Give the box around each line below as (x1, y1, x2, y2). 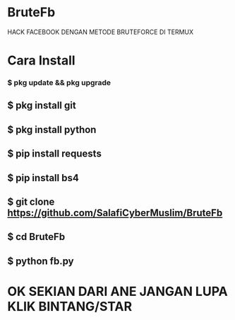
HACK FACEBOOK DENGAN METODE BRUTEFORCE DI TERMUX (7, 28, 194, 36)
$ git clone (7, 196, 55, 207)
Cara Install (7, 52, 76, 69)
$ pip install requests (7, 148, 102, 160)
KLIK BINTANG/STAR (7, 298, 133, 314)
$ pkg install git (7, 100, 76, 112)
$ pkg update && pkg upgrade (7, 78, 112, 88)
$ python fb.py (7, 255, 74, 267)
